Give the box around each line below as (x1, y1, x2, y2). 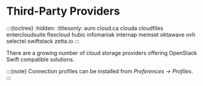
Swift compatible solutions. (6, 56, 75, 63)
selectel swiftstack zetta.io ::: (6, 37, 79, 45)
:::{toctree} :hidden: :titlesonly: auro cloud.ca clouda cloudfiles (6, 24, 164, 32)
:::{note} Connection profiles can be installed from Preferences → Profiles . (6, 67, 194, 74)
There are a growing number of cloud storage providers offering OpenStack (6, 49, 197, 56)
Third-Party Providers (6, 4, 120, 18)
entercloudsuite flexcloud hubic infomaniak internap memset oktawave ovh (6, 30, 196, 38)
